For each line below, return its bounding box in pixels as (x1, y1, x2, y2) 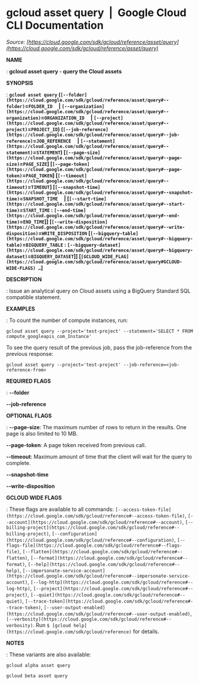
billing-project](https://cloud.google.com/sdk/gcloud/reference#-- (6, 525, 180, 531)
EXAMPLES (6, 305, 35, 312)
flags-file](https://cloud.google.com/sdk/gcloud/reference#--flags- (6, 543, 183, 548)
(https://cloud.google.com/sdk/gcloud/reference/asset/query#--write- (6, 224, 185, 230)
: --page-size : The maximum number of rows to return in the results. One (6, 423, 186, 430)
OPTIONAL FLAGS (6, 412, 52, 419)
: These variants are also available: (6, 650, 91, 658)
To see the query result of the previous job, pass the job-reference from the (6, 343, 192, 351)
